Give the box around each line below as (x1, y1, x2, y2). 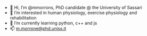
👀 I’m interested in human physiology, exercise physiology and (9, 10, 137, 16)
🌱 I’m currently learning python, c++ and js (9, 20, 98, 26)
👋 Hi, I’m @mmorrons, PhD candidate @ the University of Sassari (9, 5, 143, 10)
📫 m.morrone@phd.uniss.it (9, 26, 66, 31)
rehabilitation (9, 15, 37, 20)
